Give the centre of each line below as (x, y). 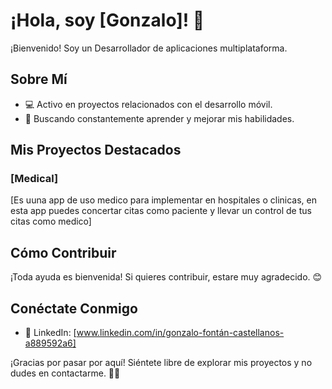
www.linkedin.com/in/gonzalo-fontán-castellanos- (180, 333)
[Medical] (34, 179)
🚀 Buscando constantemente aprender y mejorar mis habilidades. (159, 118)
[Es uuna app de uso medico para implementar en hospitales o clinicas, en (163, 200)
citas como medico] (51, 221)
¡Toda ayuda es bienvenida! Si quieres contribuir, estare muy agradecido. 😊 (166, 277)
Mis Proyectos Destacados (96, 150)
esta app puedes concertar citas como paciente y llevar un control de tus (161, 211)
